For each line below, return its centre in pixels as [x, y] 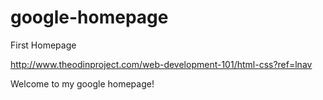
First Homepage [43, 45]
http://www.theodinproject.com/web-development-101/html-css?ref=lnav [161, 64]
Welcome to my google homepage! [82, 83]
